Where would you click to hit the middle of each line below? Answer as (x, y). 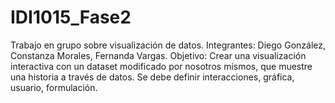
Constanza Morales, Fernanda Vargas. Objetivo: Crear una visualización (158, 55)
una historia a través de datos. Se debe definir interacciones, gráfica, (152, 77)
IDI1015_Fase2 (71, 17)
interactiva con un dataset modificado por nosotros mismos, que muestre (161, 66)
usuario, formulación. (54, 87)
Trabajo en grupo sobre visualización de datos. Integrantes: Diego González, (168, 45)
